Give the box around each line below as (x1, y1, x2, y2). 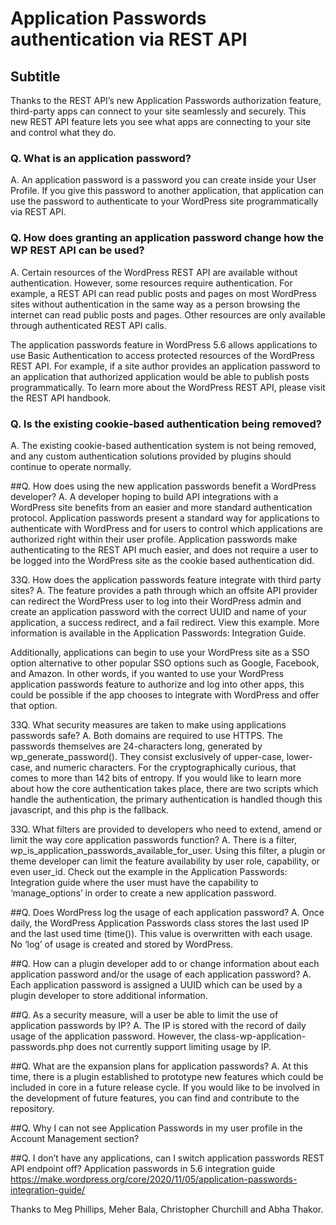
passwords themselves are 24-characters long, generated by (10, 740, 263, 752)
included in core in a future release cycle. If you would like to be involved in (10, 1081, 321, 1093)
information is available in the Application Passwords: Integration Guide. (10, 627, 307, 639)
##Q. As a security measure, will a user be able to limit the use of (10, 1008, 279, 1021)
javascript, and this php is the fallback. (10, 803, 170, 816)
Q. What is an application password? (10, 151, 192, 165)
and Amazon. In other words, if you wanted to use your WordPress (10, 667, 285, 679)
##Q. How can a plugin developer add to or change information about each (10, 957, 320, 969)
